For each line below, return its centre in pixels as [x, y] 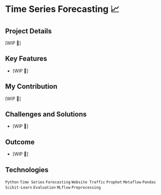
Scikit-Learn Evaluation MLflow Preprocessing [53, 187]
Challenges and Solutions [46, 114]
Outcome [20, 142]
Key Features [26, 59]
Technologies [27, 170]
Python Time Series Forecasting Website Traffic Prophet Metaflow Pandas [80, 182]
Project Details [28, 31]
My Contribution [31, 87]
